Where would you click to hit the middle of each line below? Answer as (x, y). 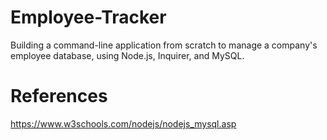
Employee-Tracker (88, 17)
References (59, 96)
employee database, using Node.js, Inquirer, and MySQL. (127, 55)
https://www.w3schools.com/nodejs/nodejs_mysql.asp (123, 123)
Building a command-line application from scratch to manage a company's (164, 45)
